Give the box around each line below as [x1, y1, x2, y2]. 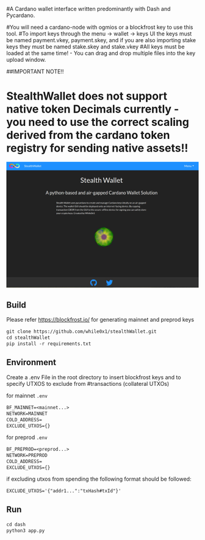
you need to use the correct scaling [6, 116, 189, 129]
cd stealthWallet [6, 335, 51, 341]
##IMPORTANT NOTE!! [6, 68, 64, 75]
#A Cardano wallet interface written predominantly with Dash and [6, 6, 171, 12]
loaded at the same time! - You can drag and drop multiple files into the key [6, 50, 196, 57]
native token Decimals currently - [6, 102, 179, 116]
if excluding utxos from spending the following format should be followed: [6, 475, 192, 483]
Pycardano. [6, 12, 35, 19]
